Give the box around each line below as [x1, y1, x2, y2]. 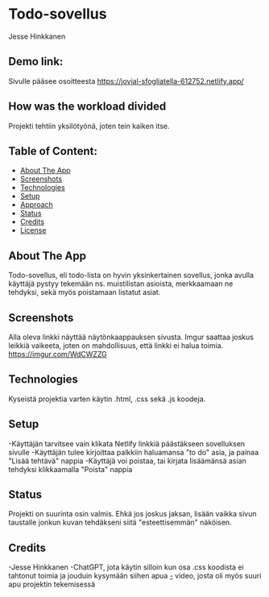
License [19, 226, 47, 235]
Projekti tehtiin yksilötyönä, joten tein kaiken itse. [8, 121, 171, 131]
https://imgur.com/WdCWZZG [8, 350, 107, 359]
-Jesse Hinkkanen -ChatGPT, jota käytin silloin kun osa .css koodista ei [8, 562, 244, 572]
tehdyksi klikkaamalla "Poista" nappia [8, 464, 133, 474]
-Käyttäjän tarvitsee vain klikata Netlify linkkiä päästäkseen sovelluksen [8, 438, 246, 448]
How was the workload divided [8, 100, 167, 114]
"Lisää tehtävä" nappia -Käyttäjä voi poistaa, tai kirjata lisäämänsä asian [8, 456, 247, 466]
